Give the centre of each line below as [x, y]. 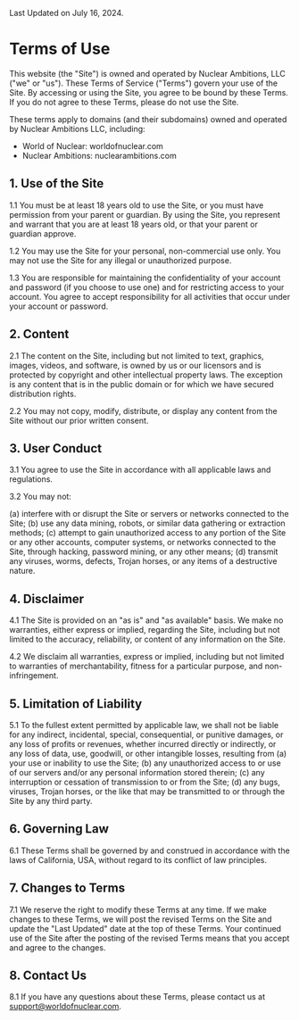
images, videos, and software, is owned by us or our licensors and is [135, 365]
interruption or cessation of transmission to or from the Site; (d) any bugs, [145, 782]
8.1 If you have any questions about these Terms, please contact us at [137, 997]
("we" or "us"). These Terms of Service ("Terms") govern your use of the [144, 83]
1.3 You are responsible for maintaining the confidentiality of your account [145, 278]
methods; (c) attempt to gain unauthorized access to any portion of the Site [148, 533]
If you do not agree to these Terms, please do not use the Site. [124, 102]
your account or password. [59, 306]
